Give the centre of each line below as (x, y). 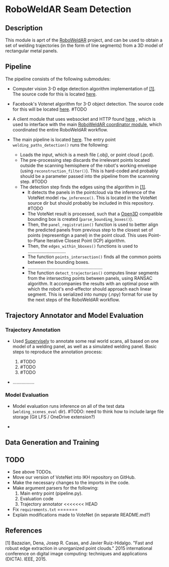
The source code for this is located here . (55, 94)
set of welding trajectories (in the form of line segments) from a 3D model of (84, 45)
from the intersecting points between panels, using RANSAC (90, 278)
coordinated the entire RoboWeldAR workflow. (60, 129)
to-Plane (36, 241)
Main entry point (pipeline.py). (51, 493)
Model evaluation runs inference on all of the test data (68, 406)
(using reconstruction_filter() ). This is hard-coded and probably (89, 171)
